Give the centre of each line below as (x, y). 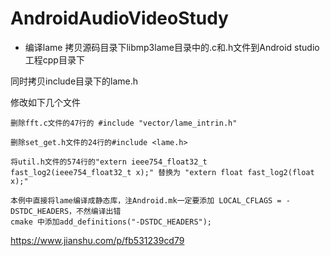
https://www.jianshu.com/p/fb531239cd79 (97, 240)
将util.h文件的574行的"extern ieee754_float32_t (109, 162)
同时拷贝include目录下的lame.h (74, 81)
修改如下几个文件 (45, 102)
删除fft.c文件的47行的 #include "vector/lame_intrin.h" (124, 123)
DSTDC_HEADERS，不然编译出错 (66, 211)
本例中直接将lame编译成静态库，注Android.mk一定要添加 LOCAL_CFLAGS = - (150, 200)
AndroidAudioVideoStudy (119, 18)
